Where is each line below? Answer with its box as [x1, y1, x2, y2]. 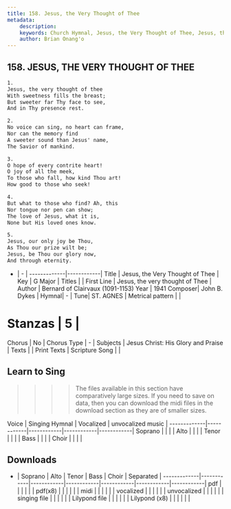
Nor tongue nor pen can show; [7, 206, 94, 214]
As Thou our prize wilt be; [7, 245, 88, 251]
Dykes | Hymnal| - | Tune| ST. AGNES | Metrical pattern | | [16, 291, 181, 300]
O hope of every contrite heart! [7, 162, 103, 169]
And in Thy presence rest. [7, 105, 85, 112]
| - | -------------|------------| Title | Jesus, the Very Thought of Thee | [16, 269, 219, 278]
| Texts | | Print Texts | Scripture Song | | [7, 346, 121, 354]
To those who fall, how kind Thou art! [7, 175, 122, 182]
